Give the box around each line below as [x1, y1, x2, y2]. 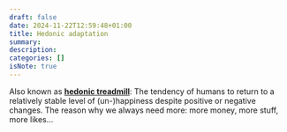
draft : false [9, 12, 57, 22]
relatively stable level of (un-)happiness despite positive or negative [9, 95, 256, 106]
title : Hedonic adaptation [9, 29, 109, 38]
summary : [9, 37, 42, 47]
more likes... [9, 114, 54, 124]
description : [9, 46, 57, 55]
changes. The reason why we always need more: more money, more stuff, [9, 105, 279, 115]
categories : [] [9, 54, 65, 62]
